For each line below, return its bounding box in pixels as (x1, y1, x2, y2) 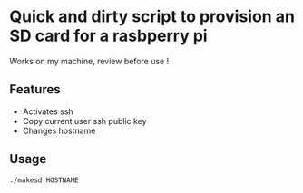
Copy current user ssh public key (22, 115, 147, 126)
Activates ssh (22, 106, 74, 117)
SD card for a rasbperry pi (9, 25, 208, 46)
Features (9, 82, 61, 97)
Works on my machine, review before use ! (9, 55, 170, 66)
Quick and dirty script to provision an (9, 6, 295, 27)
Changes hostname (22, 125, 96, 136)
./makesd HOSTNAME (9, 175, 79, 185)
